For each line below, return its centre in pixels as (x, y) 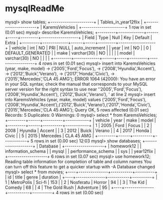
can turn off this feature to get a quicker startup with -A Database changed (80, 166)
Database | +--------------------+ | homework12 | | (90, 146)
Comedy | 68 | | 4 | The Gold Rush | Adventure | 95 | (58, 187)
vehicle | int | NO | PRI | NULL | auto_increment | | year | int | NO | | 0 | (81, 48)
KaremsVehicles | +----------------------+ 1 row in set (97, 27)
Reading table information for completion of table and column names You (78, 162)
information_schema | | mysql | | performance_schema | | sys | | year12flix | (81, 151)
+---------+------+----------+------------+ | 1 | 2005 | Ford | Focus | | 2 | (79, 125)
